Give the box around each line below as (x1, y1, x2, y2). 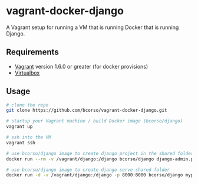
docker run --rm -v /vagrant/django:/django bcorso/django (6, 156, 154, 162)
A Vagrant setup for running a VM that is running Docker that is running (6, 24, 179, 31)
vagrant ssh (6, 140, 35, 146)
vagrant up (6, 124, 33, 130)
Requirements (6, 47, 59, 57)
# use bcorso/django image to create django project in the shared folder (6, 150, 194, 156)
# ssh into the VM (6, 134, 51, 140)
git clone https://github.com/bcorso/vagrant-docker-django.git (6, 108, 167, 114)
